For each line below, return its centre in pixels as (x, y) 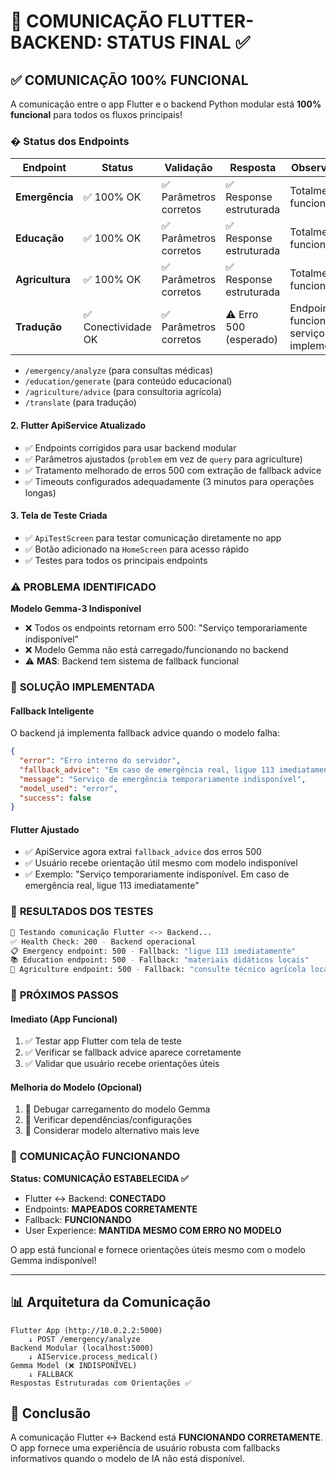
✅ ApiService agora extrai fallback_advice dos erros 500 (143, 852)
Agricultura (43, 280)
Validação (188, 168)
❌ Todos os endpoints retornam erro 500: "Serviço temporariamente (166, 628)
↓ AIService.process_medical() (93, 1356)
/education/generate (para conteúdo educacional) (128, 381)
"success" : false (55, 798)
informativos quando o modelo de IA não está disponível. (127, 1459)
